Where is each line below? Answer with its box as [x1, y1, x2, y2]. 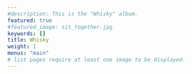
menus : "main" [7, 50, 50, 57]
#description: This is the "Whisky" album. [7, 10, 139, 18]
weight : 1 [7, 43, 37, 50]
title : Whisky [7, 37, 50, 44]
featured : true [7, 17, 53, 24]
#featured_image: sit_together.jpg [7, 23, 113, 30]
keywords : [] [7, 30, 46, 37]
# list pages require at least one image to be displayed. [7, 56, 186, 63]
